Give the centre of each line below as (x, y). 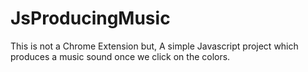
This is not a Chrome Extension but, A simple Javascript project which (154, 46)
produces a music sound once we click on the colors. (120, 56)
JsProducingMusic (90, 18)
